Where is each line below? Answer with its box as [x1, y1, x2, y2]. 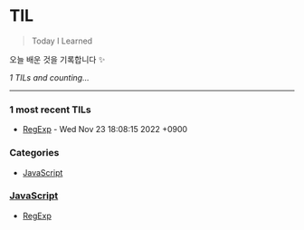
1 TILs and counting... [9, 72, 90, 82]
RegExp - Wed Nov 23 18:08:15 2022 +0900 [22, 124, 188, 135]
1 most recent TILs [9, 103, 92, 116]
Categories [9, 147, 60, 159]
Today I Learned [31, 35, 93, 46]
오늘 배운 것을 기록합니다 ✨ [9, 53, 106, 64]
